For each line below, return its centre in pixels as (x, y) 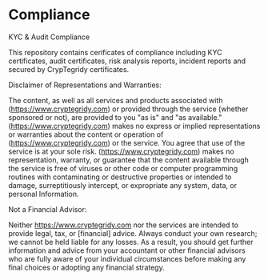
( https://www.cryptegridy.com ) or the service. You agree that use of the (127, 142)
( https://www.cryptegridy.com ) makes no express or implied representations (134, 126)
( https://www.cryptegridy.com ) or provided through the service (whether (128, 109)
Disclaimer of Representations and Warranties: (85, 85)
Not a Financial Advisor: (48, 209)
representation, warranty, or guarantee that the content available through (129, 160)
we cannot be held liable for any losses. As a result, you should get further (131, 242)
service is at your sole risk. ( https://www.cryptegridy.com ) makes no (121, 151)
